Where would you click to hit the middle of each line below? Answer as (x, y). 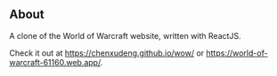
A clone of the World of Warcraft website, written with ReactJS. (126, 35)
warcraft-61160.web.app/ (55, 62)
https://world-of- (237, 53)
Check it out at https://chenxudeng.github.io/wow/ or (107, 53)
